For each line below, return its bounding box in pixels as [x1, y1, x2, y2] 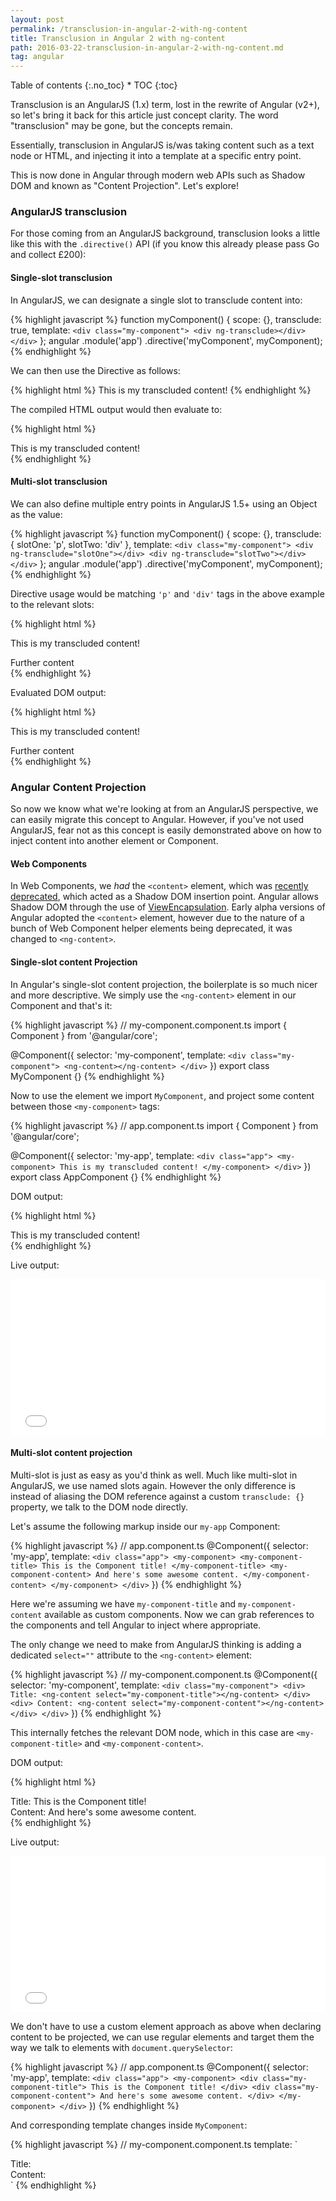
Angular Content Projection [10, 780, 147, 794]
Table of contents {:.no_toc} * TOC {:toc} [10, 79, 178, 91]
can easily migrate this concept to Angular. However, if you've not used [10, 814, 305, 826]
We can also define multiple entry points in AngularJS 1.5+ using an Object [10, 497, 318, 510]
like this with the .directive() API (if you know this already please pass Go [10, 238, 320, 250]
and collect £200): [10, 249, 87, 261]
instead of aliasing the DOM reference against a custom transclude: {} [10, 1490, 305, 1502]
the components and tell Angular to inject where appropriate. [10, 1619, 262, 1631]
